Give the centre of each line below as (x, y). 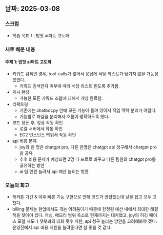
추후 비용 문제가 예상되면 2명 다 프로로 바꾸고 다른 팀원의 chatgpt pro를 (88, 159)
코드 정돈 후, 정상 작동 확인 (38, 122)
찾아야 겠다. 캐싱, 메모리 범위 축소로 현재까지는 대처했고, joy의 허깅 (85, 215)
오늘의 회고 (17, 185)
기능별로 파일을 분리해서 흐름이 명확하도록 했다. (64, 116)
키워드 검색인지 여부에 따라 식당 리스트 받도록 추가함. (70, 86)
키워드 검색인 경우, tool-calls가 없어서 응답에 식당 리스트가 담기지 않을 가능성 (85, 74)
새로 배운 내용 (20, 49)
